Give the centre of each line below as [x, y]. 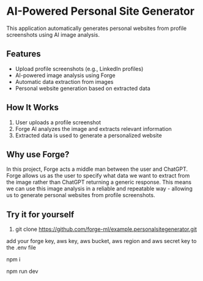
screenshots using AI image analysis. [53, 34]
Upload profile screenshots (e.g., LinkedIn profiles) [79, 69]
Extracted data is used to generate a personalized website [88, 135]
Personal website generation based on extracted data [83, 88]
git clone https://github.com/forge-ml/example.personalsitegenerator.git [106, 229]
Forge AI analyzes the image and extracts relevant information [94, 129]
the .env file [21, 248]
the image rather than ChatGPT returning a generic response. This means [99, 182]
